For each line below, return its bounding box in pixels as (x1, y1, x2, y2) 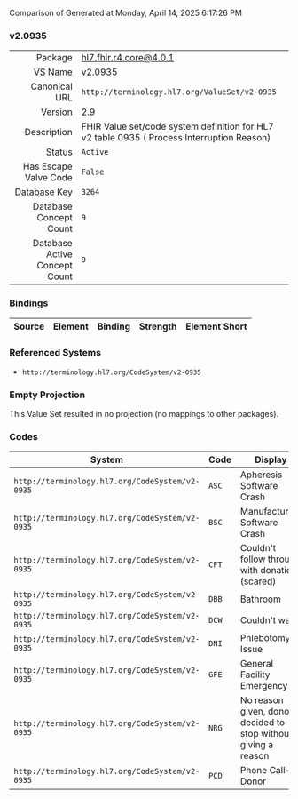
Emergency (239, 680, 288, 692)
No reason (239, 694, 284, 707)
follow (239, 553, 266, 565)
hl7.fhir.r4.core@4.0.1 (81, 52, 175, 64)
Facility (239, 668, 271, 681)
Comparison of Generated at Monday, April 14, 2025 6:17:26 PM (9, 8, 242, 18)
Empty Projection (9, 388, 86, 401)
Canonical (30, 80, 73, 92)
